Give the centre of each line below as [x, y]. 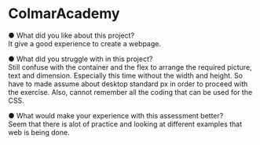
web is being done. [39, 132]
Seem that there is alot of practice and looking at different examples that [125, 124]
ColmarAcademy [64, 14]
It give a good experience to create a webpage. [84, 43]
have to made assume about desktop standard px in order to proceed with [128, 84]
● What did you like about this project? [71, 35]
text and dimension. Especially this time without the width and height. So [126, 75]
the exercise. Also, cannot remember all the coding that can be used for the [130, 92]
